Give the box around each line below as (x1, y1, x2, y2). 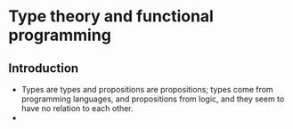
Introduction (8, 60, 79, 76)
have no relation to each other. (20, 103, 134, 113)
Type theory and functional (8, 6, 215, 27)
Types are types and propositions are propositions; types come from (20, 85, 273, 94)
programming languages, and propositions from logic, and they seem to (20, 93, 285, 104)
